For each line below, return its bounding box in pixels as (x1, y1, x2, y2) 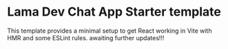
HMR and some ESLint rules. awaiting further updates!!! (7, 33, 165, 42)
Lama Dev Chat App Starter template (7, 4, 222, 20)
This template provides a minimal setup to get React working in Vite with (7, 27, 212, 35)
